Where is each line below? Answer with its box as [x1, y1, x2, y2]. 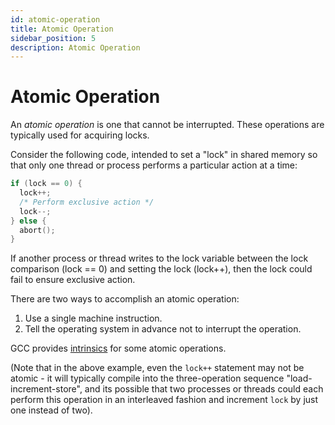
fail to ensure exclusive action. [10, 274, 136, 286]
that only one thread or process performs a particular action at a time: [10, 159, 298, 171]
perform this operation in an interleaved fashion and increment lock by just [10, 394, 319, 406]
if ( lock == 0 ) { [10, 179, 83, 189]
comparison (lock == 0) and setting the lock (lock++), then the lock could [10, 263, 313, 275]
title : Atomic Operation [10, 24, 114, 34]
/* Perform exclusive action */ [19, 197, 155, 207]
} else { [10, 216, 47, 226]
